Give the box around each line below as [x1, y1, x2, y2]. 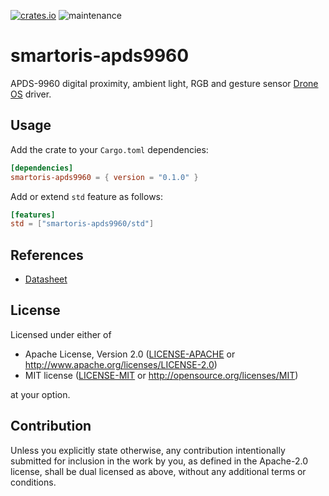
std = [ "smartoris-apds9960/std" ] [10, 219, 155, 229]
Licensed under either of [10, 328, 112, 340]
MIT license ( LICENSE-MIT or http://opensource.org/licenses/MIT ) [24, 369, 299, 381]
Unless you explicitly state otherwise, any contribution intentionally [10, 444, 286, 456]
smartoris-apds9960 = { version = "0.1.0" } [10, 172, 199, 182]
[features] [10, 210, 56, 220]
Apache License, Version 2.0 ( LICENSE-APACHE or [24, 348, 236, 360]
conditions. [10, 476, 57, 488]
